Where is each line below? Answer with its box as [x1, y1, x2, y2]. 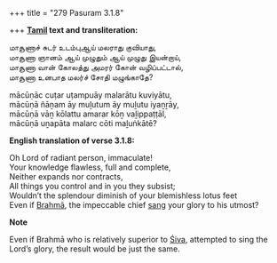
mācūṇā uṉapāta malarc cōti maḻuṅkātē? [9, 118, 157, 128]
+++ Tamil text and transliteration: [9, 25, 138, 35]
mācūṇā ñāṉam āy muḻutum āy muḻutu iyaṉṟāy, [9, 100, 179, 109]
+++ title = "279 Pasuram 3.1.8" [9, 8, 124, 18]
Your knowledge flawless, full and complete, [9, 162, 171, 172]
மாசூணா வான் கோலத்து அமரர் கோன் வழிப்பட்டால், [9, 62, 184, 72]
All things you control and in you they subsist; [9, 181, 176, 191]
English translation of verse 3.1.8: [9, 135, 135, 146]
